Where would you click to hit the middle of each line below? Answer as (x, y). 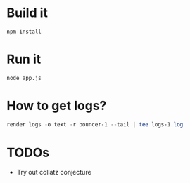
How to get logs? (57, 106)
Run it (24, 59)
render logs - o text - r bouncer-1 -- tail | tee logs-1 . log (95, 124)
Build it (27, 13)
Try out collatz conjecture (54, 172)
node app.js (24, 78)
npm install (24, 32)
